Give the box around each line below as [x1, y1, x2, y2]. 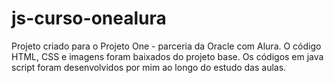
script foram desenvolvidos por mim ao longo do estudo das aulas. [11, 61, 287, 73]
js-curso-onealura [11, 7, 167, 30]
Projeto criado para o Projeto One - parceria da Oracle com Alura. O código [11, 40, 322, 52]
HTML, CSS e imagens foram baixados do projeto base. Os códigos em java [11, 50, 324, 62]
